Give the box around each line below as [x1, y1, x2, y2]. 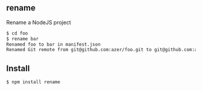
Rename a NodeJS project [6, 18, 71, 26]
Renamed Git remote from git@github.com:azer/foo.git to [6, 47, 152, 53]
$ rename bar [6, 36, 39, 42]
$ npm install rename [6, 79, 61, 85]
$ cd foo [6, 30, 28, 36]
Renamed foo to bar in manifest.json [6, 41, 101, 48]
